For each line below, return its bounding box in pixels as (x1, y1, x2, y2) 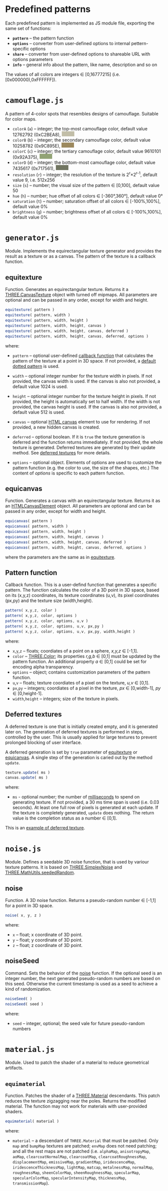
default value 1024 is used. (12, 383, 68, 389)
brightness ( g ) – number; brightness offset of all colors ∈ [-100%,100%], (12, 208, 162, 214)
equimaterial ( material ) (5, 1119, 59, 1124)
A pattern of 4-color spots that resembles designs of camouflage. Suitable (5, 110, 158, 116)
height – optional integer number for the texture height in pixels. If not (12, 393, 156, 399)
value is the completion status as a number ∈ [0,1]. (12, 815, 117, 821)
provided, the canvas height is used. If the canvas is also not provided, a (12, 403, 162, 409)
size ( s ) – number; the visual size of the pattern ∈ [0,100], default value (12, 182, 160, 188)
